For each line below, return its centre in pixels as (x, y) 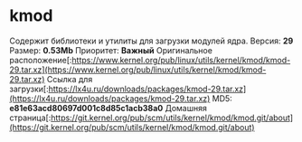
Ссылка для (70, 79)
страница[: (30, 118)
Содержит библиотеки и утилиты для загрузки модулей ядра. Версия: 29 (151, 41)
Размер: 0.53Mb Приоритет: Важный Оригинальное (111, 50)
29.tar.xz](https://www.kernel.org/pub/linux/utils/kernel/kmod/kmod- (138, 70)
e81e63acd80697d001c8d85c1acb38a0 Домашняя (109, 108)
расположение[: (41, 60)
